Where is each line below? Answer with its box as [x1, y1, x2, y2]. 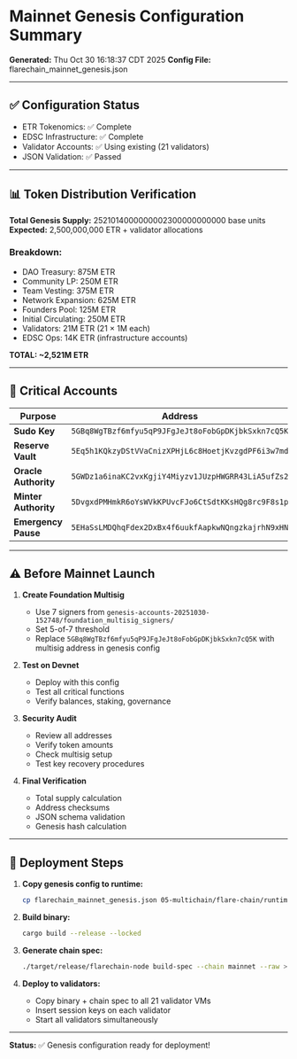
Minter [13, 490, 42, 502]
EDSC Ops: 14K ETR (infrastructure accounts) [21, 332, 188, 343]
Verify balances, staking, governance [34, 696, 171, 706]
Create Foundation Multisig [21, 589, 126, 600]
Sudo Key [13, 424, 56, 437]
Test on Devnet [21, 660, 80, 671]
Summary [9, 25, 82, 45]
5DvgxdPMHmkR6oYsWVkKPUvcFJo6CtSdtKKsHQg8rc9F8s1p [71, 496, 289, 507]
